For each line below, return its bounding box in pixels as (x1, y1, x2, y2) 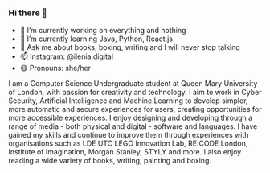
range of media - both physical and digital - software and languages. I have (8, 122, 258, 131)
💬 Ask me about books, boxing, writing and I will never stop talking (19, 43, 241, 52)
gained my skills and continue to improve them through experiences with (8, 130, 249, 140)
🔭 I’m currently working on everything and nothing (19, 26, 186, 35)
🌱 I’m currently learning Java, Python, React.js (19, 34, 173, 43)
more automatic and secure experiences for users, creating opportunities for (8, 105, 262, 114)
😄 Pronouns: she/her (19, 64, 91, 73)
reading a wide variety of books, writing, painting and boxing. (8, 156, 211, 166)
